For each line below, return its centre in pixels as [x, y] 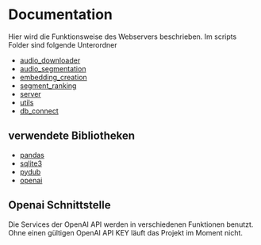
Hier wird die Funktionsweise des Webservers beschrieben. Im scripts [123, 36]
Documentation [61, 15]
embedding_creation [53, 77]
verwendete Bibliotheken [72, 136]
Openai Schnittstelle [59, 205]
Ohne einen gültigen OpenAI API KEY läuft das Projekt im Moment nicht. [126, 232]
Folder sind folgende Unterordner [63, 44]
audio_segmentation [53, 68]
